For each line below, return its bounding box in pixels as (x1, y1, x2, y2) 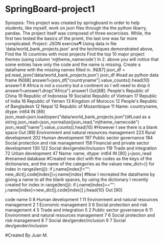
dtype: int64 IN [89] (5, 108, 45, 114)
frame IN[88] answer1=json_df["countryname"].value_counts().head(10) (5, 77, 150, 83)
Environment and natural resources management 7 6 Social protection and (5, 212, 155, 218)
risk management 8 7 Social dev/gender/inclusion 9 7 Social (5, 217, 126, 223)
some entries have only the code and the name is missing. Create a (5, 61, 141, 67)
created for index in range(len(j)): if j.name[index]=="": (5, 182, 116, 187)
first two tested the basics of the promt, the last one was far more (5, 35, 138, 41)
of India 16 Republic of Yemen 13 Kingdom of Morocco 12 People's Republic (5, 98, 158, 104)
